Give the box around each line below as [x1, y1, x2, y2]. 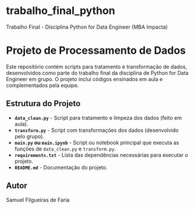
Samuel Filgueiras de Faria [6, 196, 70, 203]
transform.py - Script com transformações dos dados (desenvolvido [14, 127, 179, 134]
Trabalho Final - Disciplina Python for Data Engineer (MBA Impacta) [6, 23, 168, 30]
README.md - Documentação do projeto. [14, 163, 108, 170]
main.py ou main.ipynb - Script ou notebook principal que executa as [14, 139, 179, 146]
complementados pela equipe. [6, 82, 79, 89]
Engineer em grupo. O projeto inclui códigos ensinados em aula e [6, 75, 163, 82]
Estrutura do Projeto [6, 99, 81, 109]
